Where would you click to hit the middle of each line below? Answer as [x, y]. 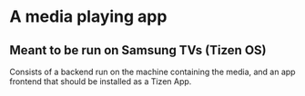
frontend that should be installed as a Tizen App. [101, 82]
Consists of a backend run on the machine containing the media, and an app [152, 72]
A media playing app [88, 17]
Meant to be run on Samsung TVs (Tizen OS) [138, 50]
